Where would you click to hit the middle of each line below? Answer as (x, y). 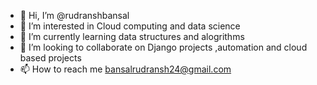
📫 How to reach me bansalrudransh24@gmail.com (125, 69)
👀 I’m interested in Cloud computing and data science (130, 26)
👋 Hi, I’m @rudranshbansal (74, 15)
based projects (50, 58)
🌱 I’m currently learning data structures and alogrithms (132, 36)
